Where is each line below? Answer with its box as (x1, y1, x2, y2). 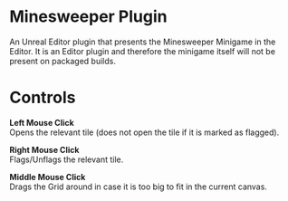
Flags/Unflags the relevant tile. (9, 154, 124, 165)
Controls (9, 88, 76, 108)
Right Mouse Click (9, 144, 80, 155)
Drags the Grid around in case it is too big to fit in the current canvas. (9, 181, 267, 192)
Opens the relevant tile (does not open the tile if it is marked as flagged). (9, 127, 280, 138)
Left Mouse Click (9, 117, 74, 128)
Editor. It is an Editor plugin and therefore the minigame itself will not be (9, 45, 276, 56)
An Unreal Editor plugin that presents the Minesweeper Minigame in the (9, 36, 276, 47)
